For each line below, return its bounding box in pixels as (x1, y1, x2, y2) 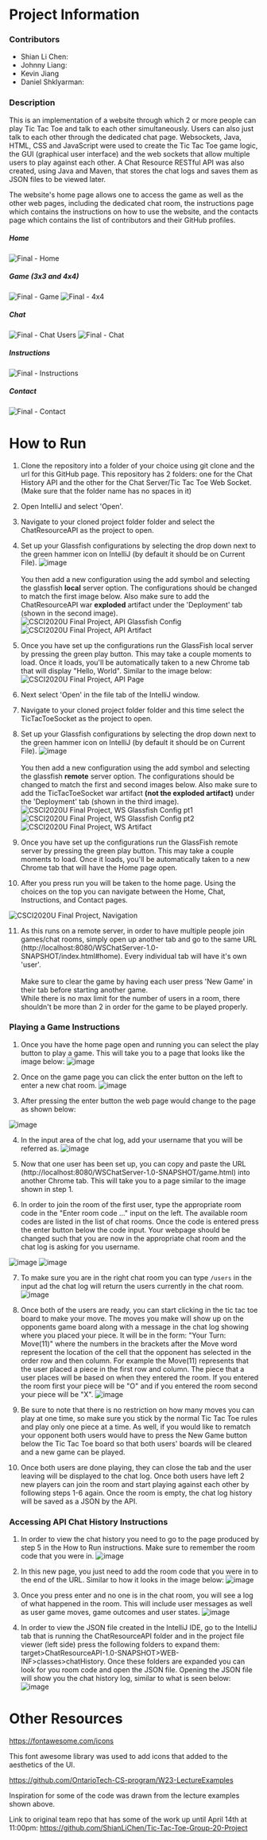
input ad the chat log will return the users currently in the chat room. (20, 1281, 245, 1291)
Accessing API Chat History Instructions (9, 1516, 168, 1528)
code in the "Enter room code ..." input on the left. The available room (20, 1208, 248, 1217)
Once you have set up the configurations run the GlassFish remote (20, 837, 238, 847)
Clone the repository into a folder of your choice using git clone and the (20, 460, 255, 470)
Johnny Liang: (20, 60, 68, 70)
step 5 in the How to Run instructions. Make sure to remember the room (20, 1543, 255, 1552)
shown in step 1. (20, 1184, 74, 1194)
